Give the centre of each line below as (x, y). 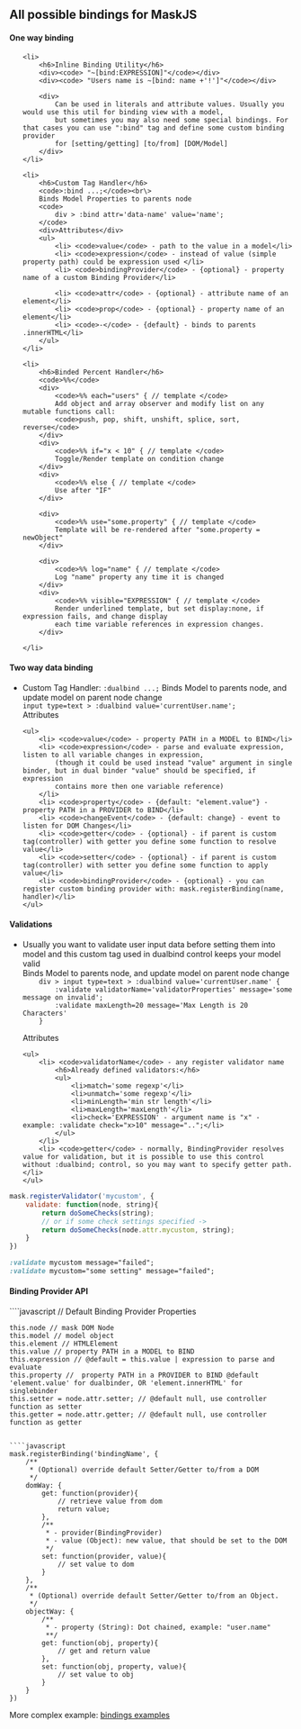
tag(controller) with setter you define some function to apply (145, 865)
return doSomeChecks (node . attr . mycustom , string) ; (138, 1230)
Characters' (44, 1013)
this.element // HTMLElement (64, 1344)
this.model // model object (62, 1336)
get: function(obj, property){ (100, 1643)
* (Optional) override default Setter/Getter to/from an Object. (154, 1596)
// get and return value (104, 1652)
